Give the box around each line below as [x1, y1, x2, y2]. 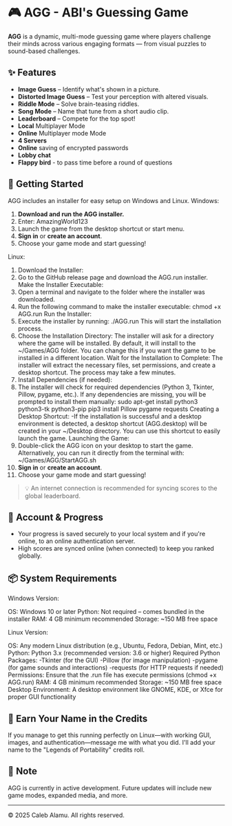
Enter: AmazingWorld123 [17, 217, 88, 225]
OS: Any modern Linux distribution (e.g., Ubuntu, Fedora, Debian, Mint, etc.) [8, 642, 223, 650]
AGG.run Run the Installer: [17, 310, 92, 318]
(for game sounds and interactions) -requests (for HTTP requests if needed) [8, 664, 224, 672]
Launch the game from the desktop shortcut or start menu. [17, 224, 185, 233]
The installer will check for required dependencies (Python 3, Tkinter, [17, 383, 215, 391]
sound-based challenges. [8, 47, 81, 55]
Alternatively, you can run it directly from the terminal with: [17, 448, 184, 457]
